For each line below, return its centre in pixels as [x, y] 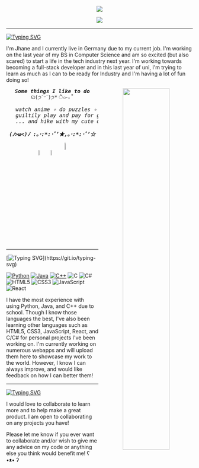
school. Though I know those [41, 312]
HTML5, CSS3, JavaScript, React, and [52, 331]
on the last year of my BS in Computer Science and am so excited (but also [97, 55]
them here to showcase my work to [49, 356]
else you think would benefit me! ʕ [48, 453]
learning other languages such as [47, 325]
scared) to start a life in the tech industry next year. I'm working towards [94, 61]
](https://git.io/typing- [69, 258]
